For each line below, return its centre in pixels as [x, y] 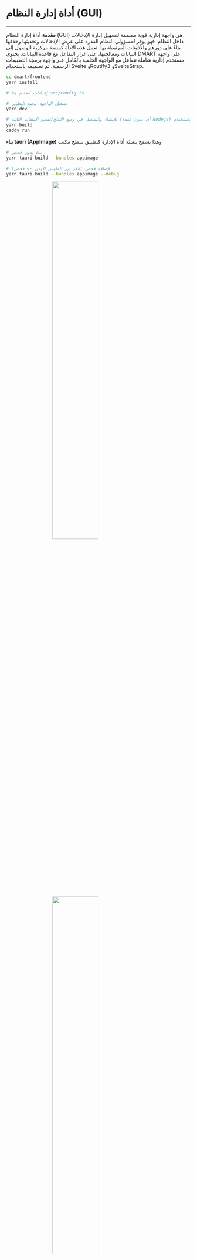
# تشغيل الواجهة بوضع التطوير [37, 103]
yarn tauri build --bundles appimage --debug [62, 174]
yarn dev [17, 109]
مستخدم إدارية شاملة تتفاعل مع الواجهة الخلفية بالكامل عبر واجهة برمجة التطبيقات [95, 60]
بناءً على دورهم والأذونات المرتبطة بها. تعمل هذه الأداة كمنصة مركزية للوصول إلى [93, 47]
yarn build [19, 125]
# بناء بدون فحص [24, 152]
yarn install [22, 82]
